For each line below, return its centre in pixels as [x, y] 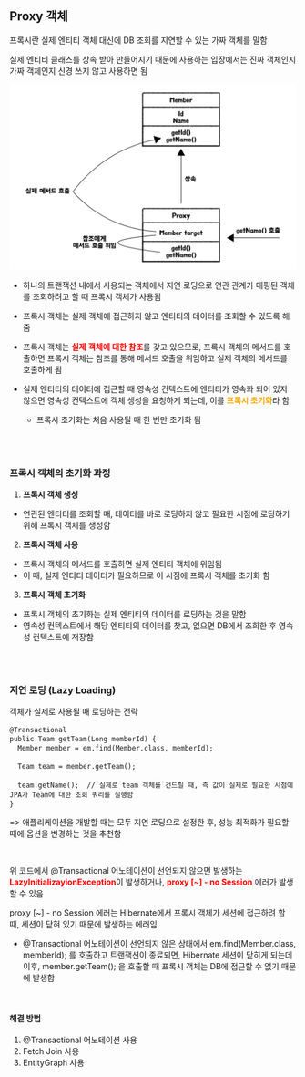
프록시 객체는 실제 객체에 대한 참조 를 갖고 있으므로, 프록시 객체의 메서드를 [152, 347]
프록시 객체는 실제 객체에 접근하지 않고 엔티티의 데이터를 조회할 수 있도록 [151, 316]
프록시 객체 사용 [51, 544]
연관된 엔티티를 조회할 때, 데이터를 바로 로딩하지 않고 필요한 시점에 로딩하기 [156, 513]
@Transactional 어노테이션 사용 [80, 1040]
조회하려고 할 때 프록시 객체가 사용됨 [97, 296]
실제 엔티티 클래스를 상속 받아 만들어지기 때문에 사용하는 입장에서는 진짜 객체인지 [153, 59]
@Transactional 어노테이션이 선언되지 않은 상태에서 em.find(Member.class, [159, 944]
